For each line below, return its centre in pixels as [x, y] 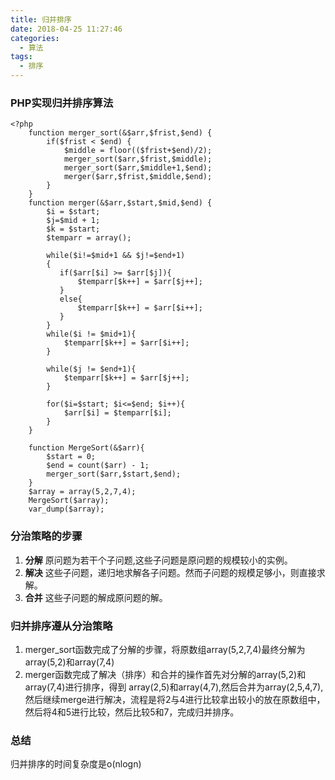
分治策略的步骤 [46, 536]
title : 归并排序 [41, 19]
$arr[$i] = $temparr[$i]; [117, 413]
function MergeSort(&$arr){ [86, 448]
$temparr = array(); [89, 238]
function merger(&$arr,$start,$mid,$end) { [120, 203]
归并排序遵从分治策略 [61, 626]
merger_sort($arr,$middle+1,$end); [138, 168]
